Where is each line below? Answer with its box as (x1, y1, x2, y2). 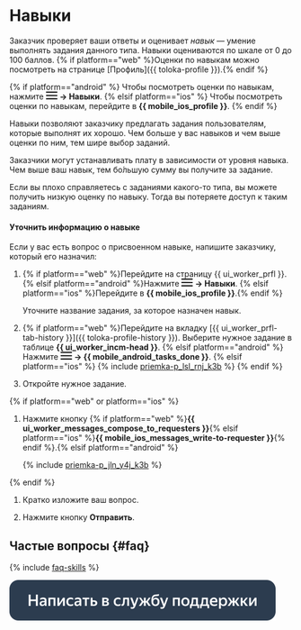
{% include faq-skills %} (9, 562, 100, 572)
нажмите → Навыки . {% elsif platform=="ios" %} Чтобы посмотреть (9, 91, 283, 102)
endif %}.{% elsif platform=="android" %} (22, 443, 179, 453)
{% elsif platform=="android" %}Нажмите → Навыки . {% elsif (22, 278, 270, 289)
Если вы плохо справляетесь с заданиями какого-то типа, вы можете (9, 181, 278, 192)
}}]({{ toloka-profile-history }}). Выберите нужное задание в (66, 333, 292, 343)
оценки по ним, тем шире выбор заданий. (9, 137, 171, 148)
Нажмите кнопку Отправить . (22, 512, 135, 523)
